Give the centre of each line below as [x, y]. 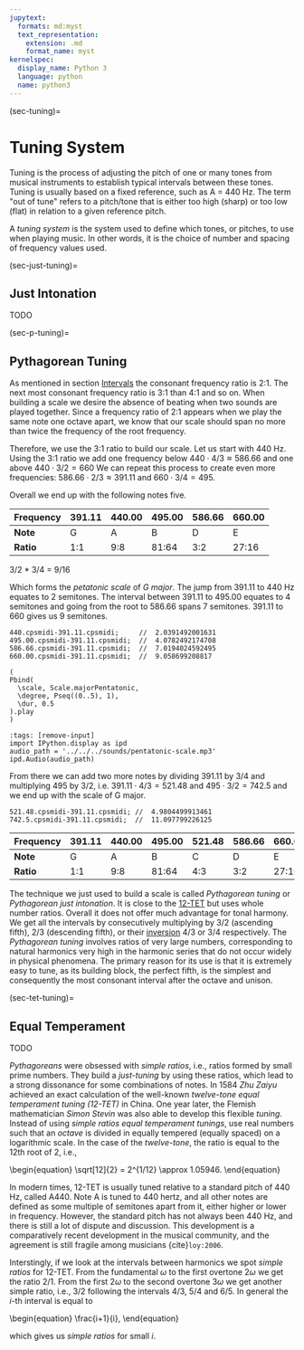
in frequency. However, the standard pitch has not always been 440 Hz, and [151, 1216]
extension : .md [54, 43]
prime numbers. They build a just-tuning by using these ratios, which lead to [152, 1075]
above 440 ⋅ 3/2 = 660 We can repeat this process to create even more [142, 468]
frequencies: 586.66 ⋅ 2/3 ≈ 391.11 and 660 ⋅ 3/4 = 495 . [112, 478]
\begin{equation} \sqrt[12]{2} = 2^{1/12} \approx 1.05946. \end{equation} [145, 1169]
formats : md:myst [50, 26]
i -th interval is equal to [51, 1301]
